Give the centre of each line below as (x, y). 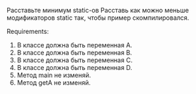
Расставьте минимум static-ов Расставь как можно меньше (98, 10)
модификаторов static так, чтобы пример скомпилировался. (98, 18)
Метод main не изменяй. (54, 75)
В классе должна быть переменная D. (74, 67)
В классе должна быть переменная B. (74, 53)
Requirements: (28, 31)
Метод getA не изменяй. (54, 83)
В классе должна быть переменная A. (74, 45)
